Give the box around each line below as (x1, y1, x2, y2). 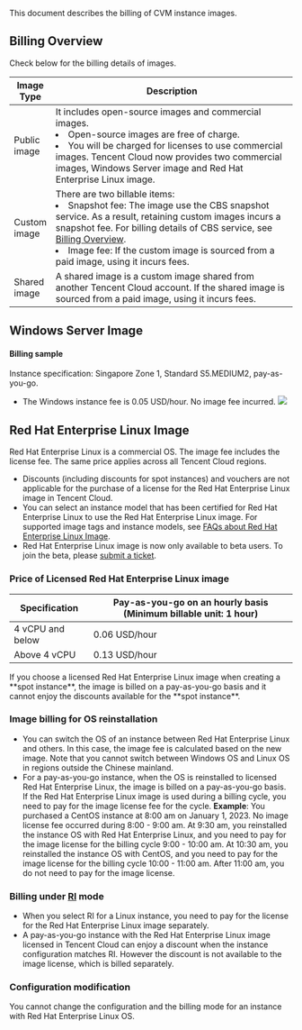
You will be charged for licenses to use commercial (67, 139, 283, 151)
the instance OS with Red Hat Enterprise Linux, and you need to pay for (22, 829, 287, 840)
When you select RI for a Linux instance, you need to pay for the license (22, 910, 289, 922)
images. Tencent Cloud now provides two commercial (55, 150, 282, 163)
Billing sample (9, 348, 64, 359)
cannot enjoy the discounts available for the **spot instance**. (9, 690, 241, 701)
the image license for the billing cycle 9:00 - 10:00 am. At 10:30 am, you (22, 838, 289, 850)
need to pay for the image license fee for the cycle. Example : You (22, 800, 265, 811)
